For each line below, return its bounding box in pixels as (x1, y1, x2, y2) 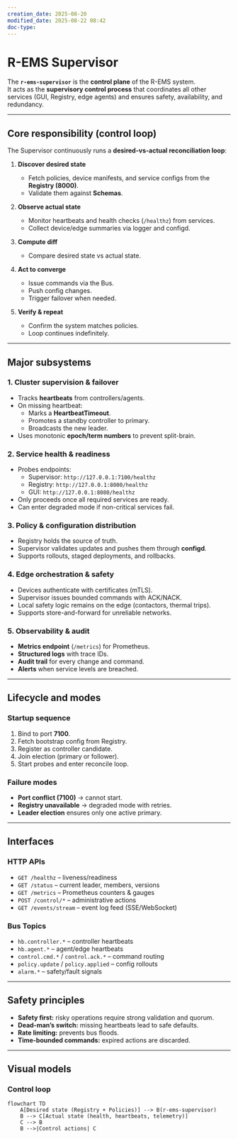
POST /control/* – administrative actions (17, 896, 137, 904)
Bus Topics (7, 920, 47, 930)
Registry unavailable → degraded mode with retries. (17, 800, 172, 809)
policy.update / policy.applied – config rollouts (17, 959, 158, 968)
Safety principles (7, 994, 85, 1006)
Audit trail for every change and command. (17, 657, 145, 666)
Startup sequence (7, 713, 71, 723)
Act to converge (17, 265, 66, 274)
